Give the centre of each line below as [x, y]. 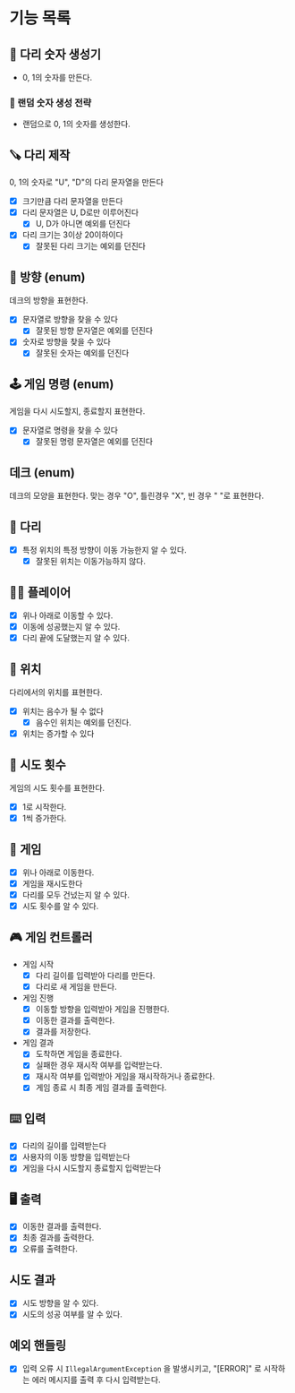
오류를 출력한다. [50, 1249]
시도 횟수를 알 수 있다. [60, 907]
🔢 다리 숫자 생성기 [55, 54]
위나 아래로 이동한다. [58, 872]
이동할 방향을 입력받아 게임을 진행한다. [102, 1010]
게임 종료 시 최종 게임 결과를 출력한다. [101, 1088]
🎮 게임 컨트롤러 [51, 937]
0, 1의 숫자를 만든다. [57, 77]
